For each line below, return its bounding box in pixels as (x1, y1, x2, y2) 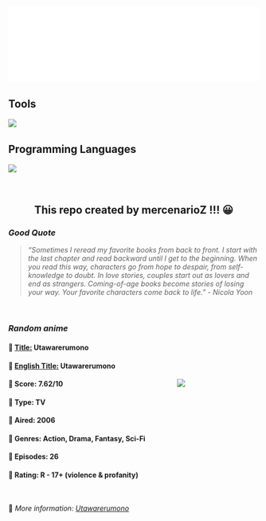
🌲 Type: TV (8, 397, 46, 407)
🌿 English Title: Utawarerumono (8, 361, 115, 370)
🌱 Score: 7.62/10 (8, 379, 64, 389)
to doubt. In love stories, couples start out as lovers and (65, 271, 249, 280)
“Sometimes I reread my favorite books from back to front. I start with (27, 245, 257, 255)
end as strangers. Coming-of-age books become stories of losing (27, 279, 244, 288)
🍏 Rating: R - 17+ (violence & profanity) (8, 470, 139, 480)
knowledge (27, 271, 65, 280)
